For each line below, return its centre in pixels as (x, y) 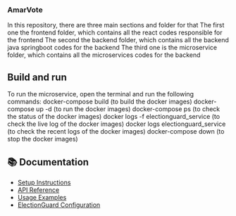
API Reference (38, 190)
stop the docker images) (43, 139)
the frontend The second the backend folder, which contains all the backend (118, 40)
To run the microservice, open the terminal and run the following (101, 94)
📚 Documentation (48, 162)
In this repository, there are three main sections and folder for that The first (116, 25)
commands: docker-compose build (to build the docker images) (100, 102)
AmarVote (25, 10)
